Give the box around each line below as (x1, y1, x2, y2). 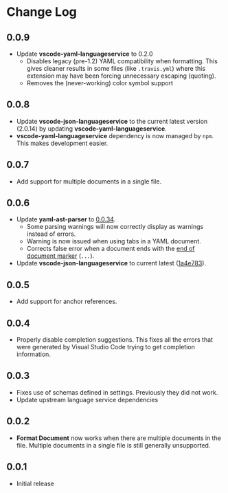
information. (16, 350, 51, 358)
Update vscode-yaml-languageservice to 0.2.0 (16, 50, 153, 58)
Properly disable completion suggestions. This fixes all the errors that (16, 336, 214, 344)
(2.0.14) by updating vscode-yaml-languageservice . (16, 124, 168, 133)
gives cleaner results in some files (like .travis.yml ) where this (26, 65, 206, 72)
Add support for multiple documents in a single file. (16, 177, 162, 186)
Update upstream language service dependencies (16, 395, 159, 404)
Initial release (16, 479, 54, 487)
